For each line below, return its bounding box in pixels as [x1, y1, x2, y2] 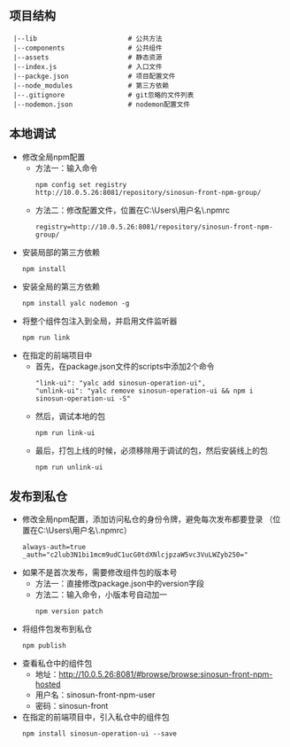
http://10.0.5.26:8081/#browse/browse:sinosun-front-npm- [58, 669, 273, 680]
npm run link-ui [34, 428, 95, 437]
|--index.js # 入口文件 [12, 62, 163, 71]
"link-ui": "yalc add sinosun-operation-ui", [34, 378, 206, 387]
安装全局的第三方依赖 [21, 281, 100, 292]
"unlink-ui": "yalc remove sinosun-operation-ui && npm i [34, 386, 254, 395]
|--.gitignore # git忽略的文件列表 [12, 90, 195, 99]
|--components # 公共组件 [12, 43, 163, 52]
